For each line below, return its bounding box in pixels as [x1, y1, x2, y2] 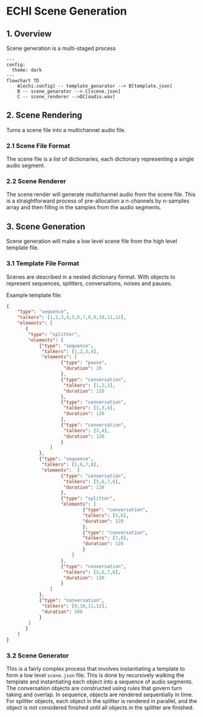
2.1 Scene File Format [6, 141, 71, 150]
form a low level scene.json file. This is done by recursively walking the [6, 671, 184, 679]
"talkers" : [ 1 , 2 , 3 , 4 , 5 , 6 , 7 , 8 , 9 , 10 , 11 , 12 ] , [17, 315, 126, 321]
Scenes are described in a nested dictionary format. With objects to [6, 273, 176, 281]
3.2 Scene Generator [6, 651, 69, 660]
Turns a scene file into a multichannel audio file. [6, 126, 126, 133]
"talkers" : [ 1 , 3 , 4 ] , [63, 405, 115, 411]
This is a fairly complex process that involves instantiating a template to [6, 665, 185, 673]
